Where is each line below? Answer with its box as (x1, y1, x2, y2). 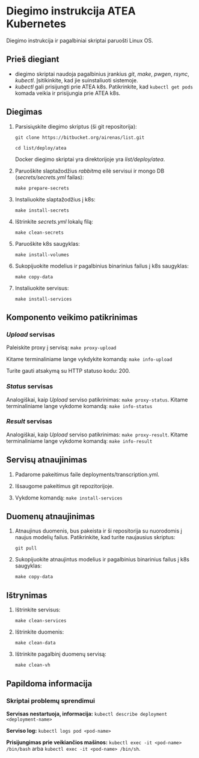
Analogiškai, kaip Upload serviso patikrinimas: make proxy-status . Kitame (6, 396, 188, 403)
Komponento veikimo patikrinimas (6, 312, 138, 322)
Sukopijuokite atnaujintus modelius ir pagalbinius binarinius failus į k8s (14, 556, 190, 563)
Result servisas (6, 417, 52, 426)
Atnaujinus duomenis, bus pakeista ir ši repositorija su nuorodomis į (14, 527, 182, 534)
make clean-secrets (14, 230, 64, 236)
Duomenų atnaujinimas (6, 512, 95, 522)
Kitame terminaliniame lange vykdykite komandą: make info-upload (6, 356, 173, 363)
